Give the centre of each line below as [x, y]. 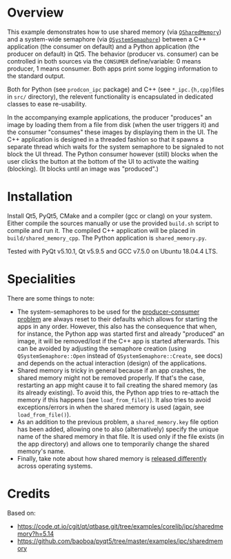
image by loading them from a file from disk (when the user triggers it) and [113, 124]
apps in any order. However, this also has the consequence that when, [117, 326]
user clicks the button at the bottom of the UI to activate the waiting [103, 161]
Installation [40, 197]
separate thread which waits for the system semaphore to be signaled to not [115, 146]
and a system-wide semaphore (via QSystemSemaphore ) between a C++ [107, 39]
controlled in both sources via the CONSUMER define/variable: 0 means [104, 61]
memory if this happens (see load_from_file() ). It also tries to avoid [114, 399]
